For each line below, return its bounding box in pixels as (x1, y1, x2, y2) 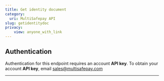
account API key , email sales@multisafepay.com (5, 65, 103, 71)
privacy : (5, 25, 23, 30)
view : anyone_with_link (14, 30, 62, 34)
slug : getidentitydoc (5, 20, 49, 26)
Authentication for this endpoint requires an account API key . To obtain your (5, 60, 159, 66)
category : (5, 12, 25, 16)
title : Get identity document (5, 7, 67, 12)
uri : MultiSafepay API (9, 16, 56, 21)
